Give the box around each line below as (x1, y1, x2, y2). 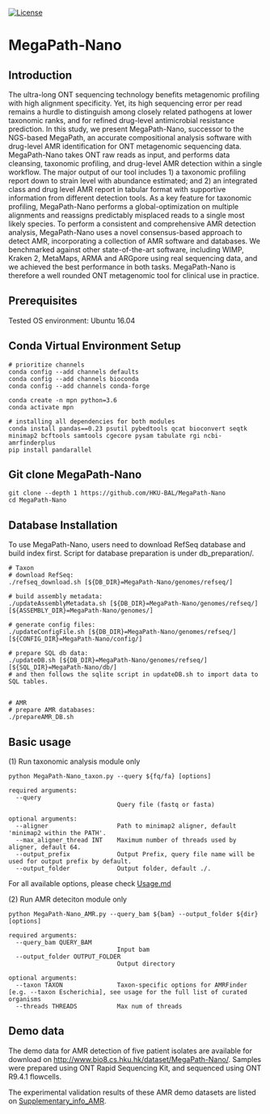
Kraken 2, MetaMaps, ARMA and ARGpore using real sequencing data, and (8, 254, 258, 263)
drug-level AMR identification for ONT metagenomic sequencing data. (8, 142, 242, 151)
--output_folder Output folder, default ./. (15, 864, 212, 873)
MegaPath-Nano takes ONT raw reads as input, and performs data (8, 150, 230, 160)
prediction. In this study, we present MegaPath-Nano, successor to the (8, 124, 244, 134)
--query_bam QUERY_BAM (15, 939, 92, 947)
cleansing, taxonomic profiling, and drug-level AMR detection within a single (8, 159, 263, 168)
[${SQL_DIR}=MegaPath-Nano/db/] (8, 663, 117, 672)
